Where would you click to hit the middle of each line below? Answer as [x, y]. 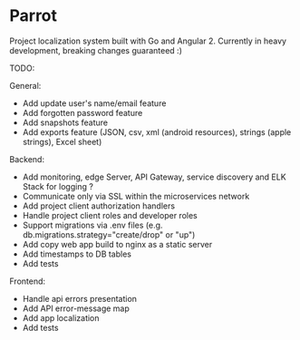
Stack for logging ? [58, 186]
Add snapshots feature [65, 122]
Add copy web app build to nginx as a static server [117, 244]
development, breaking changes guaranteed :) [96, 50]
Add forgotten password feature [82, 112]
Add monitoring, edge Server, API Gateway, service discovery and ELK [155, 177]
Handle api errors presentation [80, 298]
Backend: [27, 159]
